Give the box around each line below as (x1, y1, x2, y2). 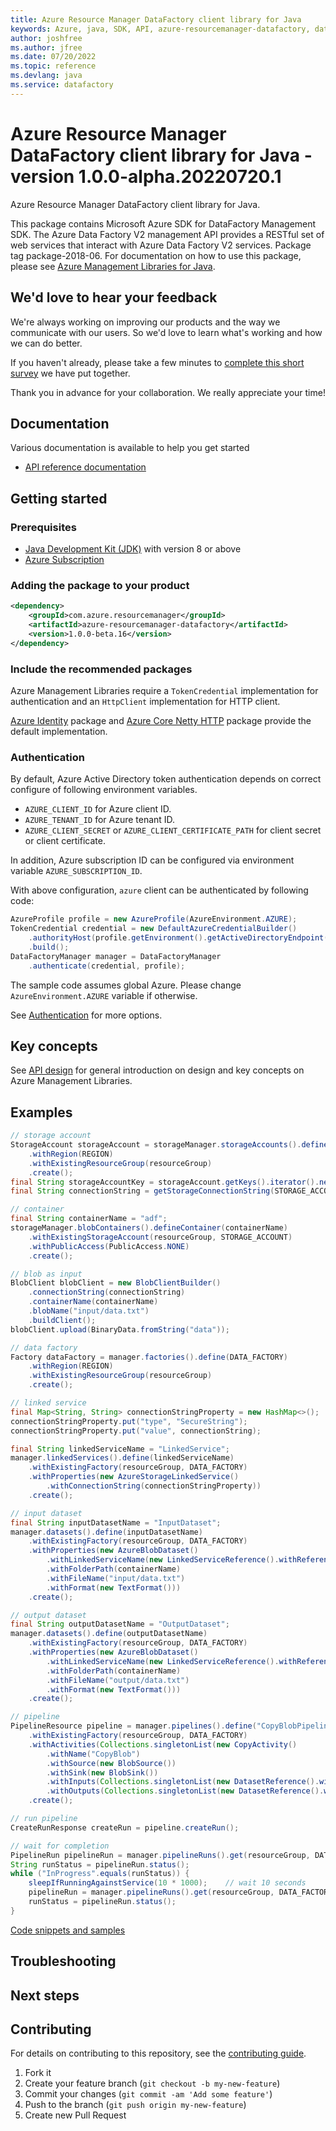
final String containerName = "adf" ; (10, 1214, 168, 1224)
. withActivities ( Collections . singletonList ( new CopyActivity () (28, 1739, 298, 1750)
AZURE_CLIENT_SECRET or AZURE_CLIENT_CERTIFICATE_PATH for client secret (24, 824, 322, 836)
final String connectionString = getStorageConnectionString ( (10, 1186, 275, 1196)
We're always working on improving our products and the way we (10, 316, 281, 328)
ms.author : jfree (10, 42, 83, 53)
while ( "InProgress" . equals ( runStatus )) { (10, 1869, 190, 1879)
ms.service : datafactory (10, 80, 114, 90)
